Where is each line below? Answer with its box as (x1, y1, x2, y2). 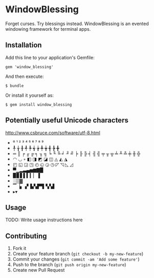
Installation (5, 41, 42, 50)
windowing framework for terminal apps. (5, 26, 91, 32)
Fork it (12, 245, 27, 251)
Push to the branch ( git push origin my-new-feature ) (12, 262, 126, 268)
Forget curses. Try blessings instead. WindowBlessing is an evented (5, 20, 149, 27)
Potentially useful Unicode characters (5, 116, 129, 125)
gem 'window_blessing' (5, 64, 54, 70)
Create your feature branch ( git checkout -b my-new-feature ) (12, 251, 144, 257)
